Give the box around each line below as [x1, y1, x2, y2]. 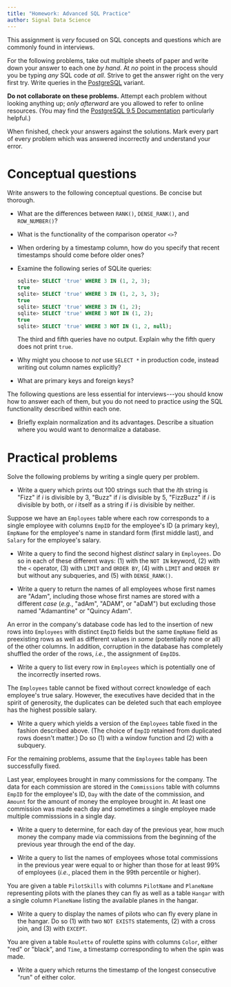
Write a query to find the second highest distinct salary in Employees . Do [17, 549, 221, 558]
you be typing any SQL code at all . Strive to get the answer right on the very [7, 70, 224, 79]
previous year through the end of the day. [17, 840, 136, 849]
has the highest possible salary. [7, 706, 97, 714]
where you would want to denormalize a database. [17, 426, 161, 434]
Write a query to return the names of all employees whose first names [17, 585, 216, 593]
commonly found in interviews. [7, 43, 95, 51]
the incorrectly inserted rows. [17, 670, 101, 679]
